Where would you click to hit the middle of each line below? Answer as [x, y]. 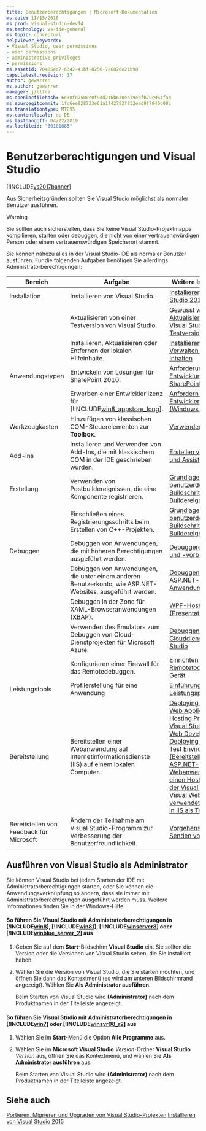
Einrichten [184, 660]
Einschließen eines [97, 515]
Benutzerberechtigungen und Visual [101, 157]
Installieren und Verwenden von [116, 445]
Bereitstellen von [34, 825]
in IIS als [181, 810]
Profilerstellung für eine [104, 685]
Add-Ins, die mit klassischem [112, 452]
